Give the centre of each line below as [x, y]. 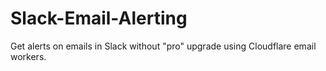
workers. [28, 56]
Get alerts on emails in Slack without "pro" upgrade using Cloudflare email [163, 46]
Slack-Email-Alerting [99, 18]
